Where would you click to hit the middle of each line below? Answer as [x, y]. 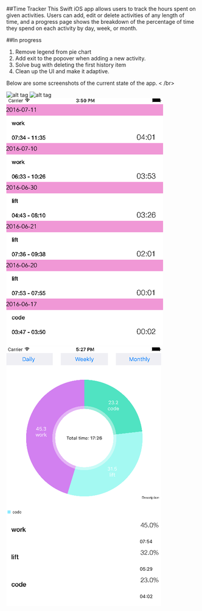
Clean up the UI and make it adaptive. [62, 71]
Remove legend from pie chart [53, 52]
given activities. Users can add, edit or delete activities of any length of [95, 15]
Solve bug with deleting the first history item [71, 65]
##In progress [24, 40]
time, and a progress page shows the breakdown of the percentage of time [100, 22]
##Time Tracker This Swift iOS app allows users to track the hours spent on [101, 9]
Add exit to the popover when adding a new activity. [80, 58]
